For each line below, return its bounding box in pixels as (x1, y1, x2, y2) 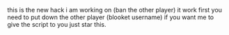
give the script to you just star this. (7, 21, 106, 28)
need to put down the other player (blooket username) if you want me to (7, 13, 214, 21)
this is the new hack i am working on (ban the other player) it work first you (7, 6, 223, 14)
